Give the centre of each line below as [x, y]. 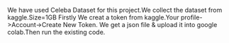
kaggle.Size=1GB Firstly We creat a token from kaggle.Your [93, 17]
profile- [191, 17]
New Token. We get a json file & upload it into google [140, 25]
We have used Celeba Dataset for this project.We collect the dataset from [115, 10]
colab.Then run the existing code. [56, 32]
